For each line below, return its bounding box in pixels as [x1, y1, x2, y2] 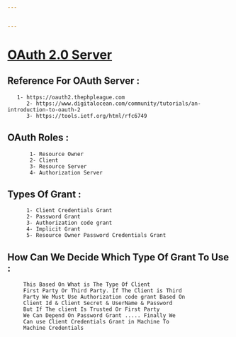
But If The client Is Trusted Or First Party [23, 306, 160, 313]
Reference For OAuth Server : [7, 75, 140, 87]
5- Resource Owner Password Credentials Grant [26, 232, 167, 239]
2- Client [29, 157, 59, 164]
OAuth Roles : [7, 132, 69, 144]
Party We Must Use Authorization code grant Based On [23, 294, 186, 301]
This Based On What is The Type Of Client [23, 281, 151, 288]
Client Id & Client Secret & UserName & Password [23, 299, 173, 307]
